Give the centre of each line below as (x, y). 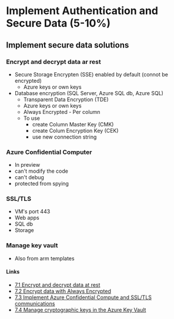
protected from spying (42, 184)
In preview (27, 165)
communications (35, 303)
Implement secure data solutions (68, 45)
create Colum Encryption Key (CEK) (75, 130)
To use (31, 118)
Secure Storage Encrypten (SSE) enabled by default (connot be (91, 74)
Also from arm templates (44, 258)
